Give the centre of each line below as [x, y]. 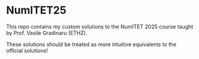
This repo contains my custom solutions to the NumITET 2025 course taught [100, 27]
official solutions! [27, 50]
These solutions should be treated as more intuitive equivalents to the [91, 44]
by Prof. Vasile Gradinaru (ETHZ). [47, 32]
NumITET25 [36, 10]
